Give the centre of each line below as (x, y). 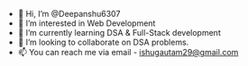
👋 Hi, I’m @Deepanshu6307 (69, 14)
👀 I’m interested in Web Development (87, 23)
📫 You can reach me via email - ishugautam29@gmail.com (128, 52)
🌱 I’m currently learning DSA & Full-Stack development (119, 33)
